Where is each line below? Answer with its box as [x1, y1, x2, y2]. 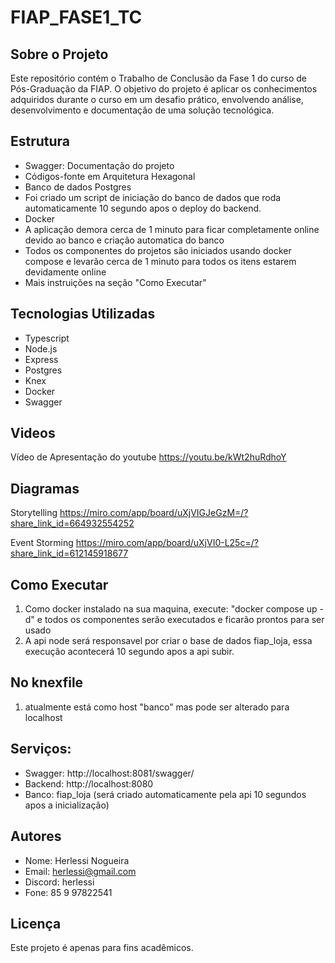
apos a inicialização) [24, 799, 110, 811]
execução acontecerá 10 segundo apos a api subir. [24, 646, 235, 658]
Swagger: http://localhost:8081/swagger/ [24, 767, 195, 779]
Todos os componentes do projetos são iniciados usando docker [24, 244, 292, 256]
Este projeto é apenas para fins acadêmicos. [10, 942, 194, 954]
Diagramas [10, 480, 80, 497]
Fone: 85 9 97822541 [24, 886, 113, 898]
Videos [10, 425, 56, 442]
